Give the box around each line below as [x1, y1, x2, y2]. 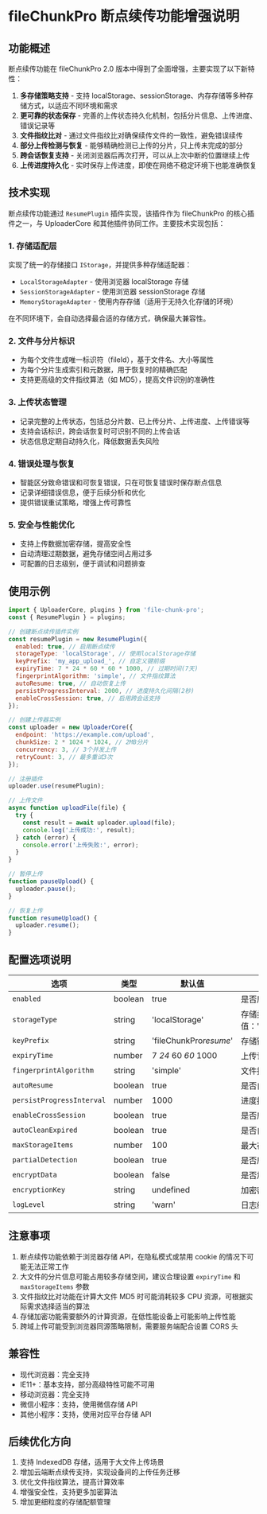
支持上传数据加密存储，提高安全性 [19, 539, 132, 549]
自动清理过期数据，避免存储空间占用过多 [19, 549, 153, 559]
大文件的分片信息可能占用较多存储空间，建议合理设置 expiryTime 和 [19, 1271, 241, 1281]
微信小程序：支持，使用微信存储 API [19, 1399, 138, 1409]
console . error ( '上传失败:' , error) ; [22, 841, 139, 849]
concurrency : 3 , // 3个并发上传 [15, 745, 117, 753]
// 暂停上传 [8, 870, 44, 878]
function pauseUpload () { [8, 878, 94, 885]
